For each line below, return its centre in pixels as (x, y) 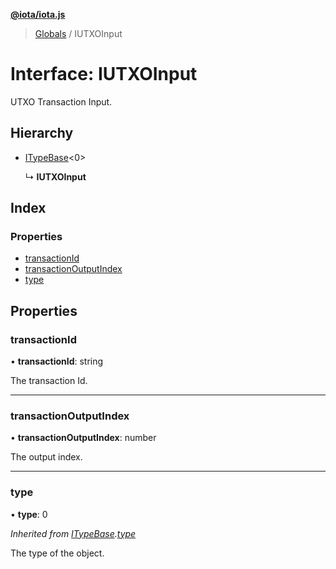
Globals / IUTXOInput (78, 33)
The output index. (46, 457)
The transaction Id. (49, 381)
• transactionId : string (57, 361)
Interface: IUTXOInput (104, 74)
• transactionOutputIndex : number (83, 438)
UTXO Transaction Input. (61, 101)
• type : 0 (29, 514)
